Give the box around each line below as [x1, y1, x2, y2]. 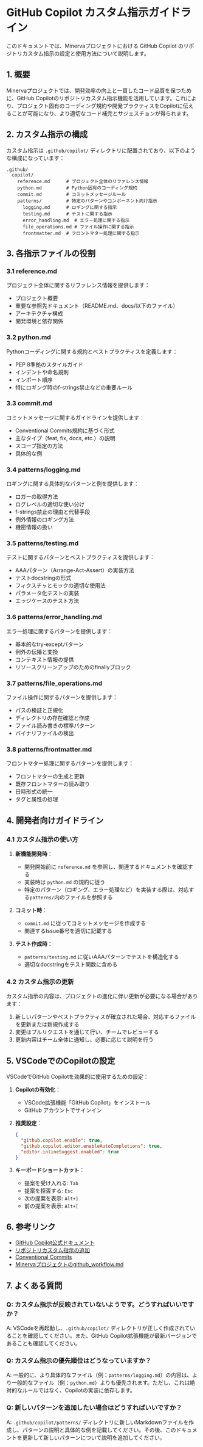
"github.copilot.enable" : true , [21, 1137, 103, 1144]
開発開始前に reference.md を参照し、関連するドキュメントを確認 [24, 863, 188, 871]
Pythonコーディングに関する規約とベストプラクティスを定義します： [6, 347, 178, 355]
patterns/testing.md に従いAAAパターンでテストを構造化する [24, 953, 179, 960]
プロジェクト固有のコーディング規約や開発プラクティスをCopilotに [16, 102, 184, 109]
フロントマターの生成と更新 [15, 773, 85, 780]
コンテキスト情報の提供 [15, 656, 74, 663]
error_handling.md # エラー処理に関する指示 [22, 217, 130, 223]
